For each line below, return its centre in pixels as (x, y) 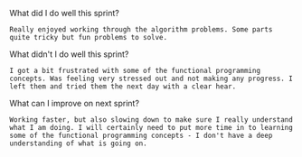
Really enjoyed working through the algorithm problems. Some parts (141, 30)
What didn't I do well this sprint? (69, 54)
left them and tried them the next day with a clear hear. (123, 87)
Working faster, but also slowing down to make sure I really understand (151, 120)
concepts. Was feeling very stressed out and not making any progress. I (151, 78)
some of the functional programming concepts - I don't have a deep (141, 135)
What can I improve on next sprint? (75, 103)
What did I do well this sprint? (64, 13)
